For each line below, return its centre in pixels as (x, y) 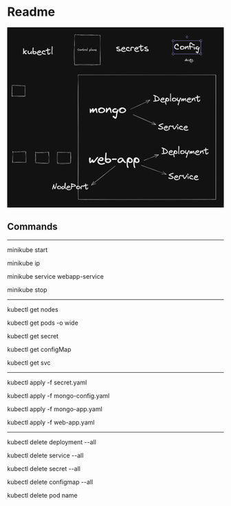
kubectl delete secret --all (44, 468)
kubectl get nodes (33, 309)
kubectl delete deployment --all (52, 442)
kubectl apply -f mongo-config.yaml (58, 395)
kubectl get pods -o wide (43, 323)
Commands (33, 227)
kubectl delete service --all (45, 455)
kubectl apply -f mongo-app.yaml (55, 409)
